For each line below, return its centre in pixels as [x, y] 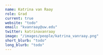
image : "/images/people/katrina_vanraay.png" [52, 36]
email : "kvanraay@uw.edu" [31, 27]
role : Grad [16, 14]
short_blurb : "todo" [26, 41]
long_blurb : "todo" [25, 45]
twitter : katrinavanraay [30, 32]
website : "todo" [21, 23]
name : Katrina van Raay [29, 9]
